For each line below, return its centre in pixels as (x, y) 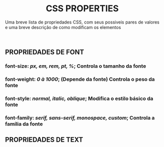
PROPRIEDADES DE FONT (45, 52)
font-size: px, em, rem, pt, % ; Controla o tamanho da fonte (76, 66)
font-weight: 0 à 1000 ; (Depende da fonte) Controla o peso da (80, 79)
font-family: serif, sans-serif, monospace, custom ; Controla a (80, 118)
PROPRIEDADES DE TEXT (44, 140)
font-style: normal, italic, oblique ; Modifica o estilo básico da (79, 98)
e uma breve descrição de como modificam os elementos (63, 27)
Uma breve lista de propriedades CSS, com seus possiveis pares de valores (82, 22)
